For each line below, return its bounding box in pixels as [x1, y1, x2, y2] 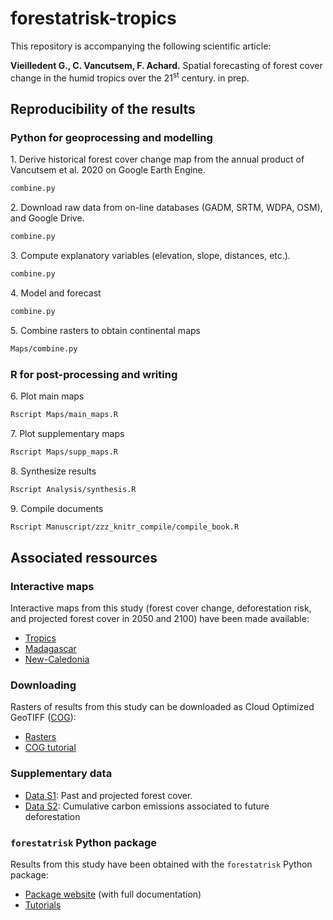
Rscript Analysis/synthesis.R [10, 484, 137, 494]
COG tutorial [24, 742, 77, 754]
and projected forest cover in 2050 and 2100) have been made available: [10, 613, 310, 625]
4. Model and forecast [10, 287, 102, 299]
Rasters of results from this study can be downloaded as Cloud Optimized [10, 701, 315, 713]
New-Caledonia [24, 653, 90, 666]
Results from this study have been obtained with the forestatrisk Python [10, 858, 313, 871]
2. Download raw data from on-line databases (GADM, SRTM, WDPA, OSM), [10, 202, 323, 214]
